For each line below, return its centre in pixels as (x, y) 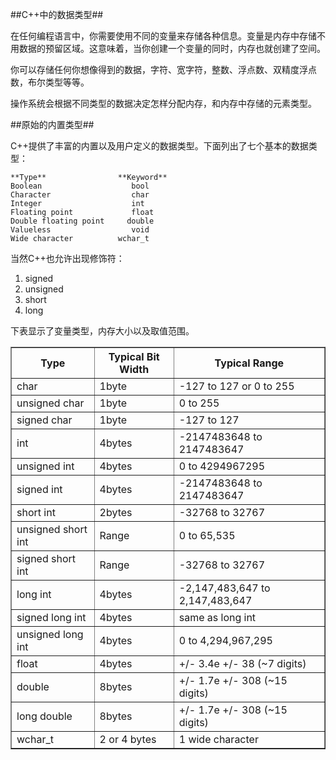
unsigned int (45, 466)
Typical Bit (134, 356)
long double (44, 716)
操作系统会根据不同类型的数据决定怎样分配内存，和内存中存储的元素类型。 (163, 103)
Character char (80, 195)
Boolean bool (80, 186)
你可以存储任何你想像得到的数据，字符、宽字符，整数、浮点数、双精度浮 (159, 69)
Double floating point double (82, 221)
